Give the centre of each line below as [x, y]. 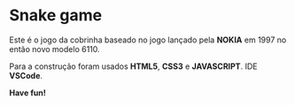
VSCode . [26, 75]
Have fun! [27, 93]
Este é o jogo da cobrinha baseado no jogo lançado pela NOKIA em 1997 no [148, 40]
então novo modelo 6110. [54, 49]
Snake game [56, 15]
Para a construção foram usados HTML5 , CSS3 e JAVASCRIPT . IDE [133, 66]
